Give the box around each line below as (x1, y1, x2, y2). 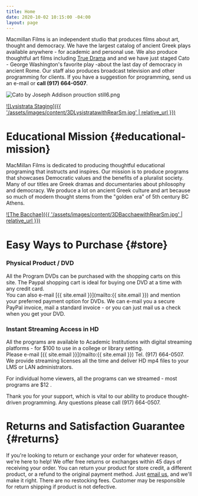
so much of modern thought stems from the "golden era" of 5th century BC (6, 193, 189, 200)
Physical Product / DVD (6, 259, 74, 267)
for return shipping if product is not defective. (6, 483, 117, 491)
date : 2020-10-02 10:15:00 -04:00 (6, 14, 91, 20)
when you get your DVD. (6, 310, 65, 317)
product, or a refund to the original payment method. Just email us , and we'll (6, 471, 192, 478)
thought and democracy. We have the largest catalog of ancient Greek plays (6, 42, 191, 49)
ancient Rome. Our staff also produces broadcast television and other (6, 67, 175, 74)
